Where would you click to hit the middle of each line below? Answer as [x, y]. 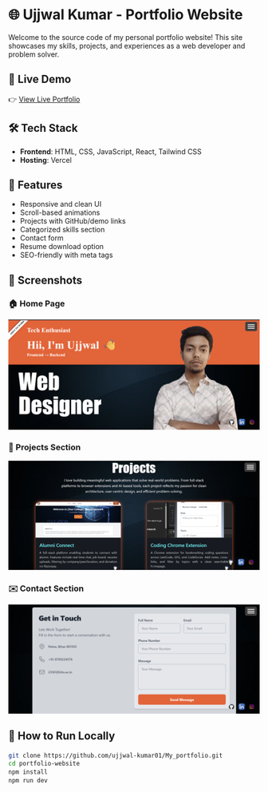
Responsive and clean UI [61, 204]
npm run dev [28, 781]
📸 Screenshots [45, 280]
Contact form [41, 238]
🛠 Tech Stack [43, 128]
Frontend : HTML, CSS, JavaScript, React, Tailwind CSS [110, 151]
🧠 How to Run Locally [62, 736]
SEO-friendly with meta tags [66, 255]
